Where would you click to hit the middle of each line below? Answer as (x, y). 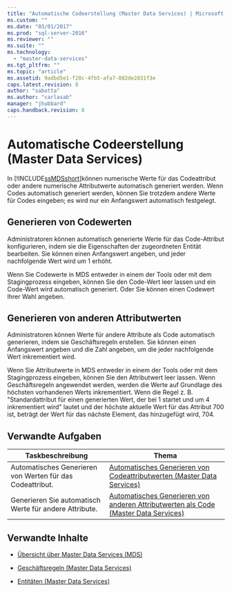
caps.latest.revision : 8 (43, 84)
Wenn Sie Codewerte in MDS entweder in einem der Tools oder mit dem (109, 274)
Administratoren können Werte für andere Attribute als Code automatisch (111, 335)
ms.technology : (29, 53)
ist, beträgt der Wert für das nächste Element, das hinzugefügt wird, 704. (111, 414)
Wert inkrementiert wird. (42, 357)
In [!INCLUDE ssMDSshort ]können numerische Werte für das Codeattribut (112, 178)
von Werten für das (42, 476)
